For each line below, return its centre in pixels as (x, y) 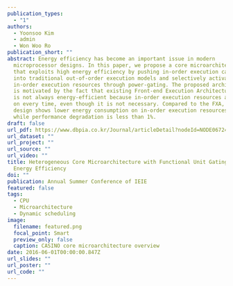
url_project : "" (31, 143)
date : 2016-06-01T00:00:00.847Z (54, 253)
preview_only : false (43, 239)
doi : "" (18, 175)
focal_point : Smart (42, 233)
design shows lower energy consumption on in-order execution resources (121, 110)
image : (17, 220)
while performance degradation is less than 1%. (85, 117)
